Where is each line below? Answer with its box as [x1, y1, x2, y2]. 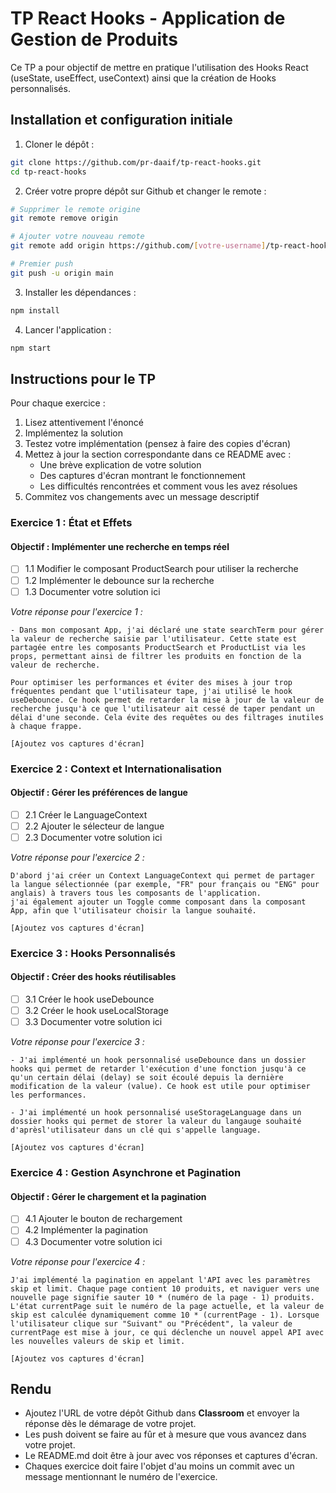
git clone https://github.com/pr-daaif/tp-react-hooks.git [10, 157, 262, 167]
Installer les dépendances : [24, 286, 137, 298]
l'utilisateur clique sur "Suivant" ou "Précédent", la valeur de [10, 1318, 293, 1329]
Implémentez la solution [24, 427, 123, 439]
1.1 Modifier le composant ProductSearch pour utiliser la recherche [24, 563, 299, 575]
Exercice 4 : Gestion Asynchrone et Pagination [10, 1166, 242, 1180]
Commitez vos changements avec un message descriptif [24, 491, 260, 503]
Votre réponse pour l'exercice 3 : [10, 1036, 145, 1048]
